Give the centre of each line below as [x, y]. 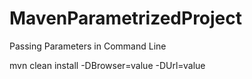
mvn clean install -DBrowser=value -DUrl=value [107, 65]
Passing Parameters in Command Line [88, 46]
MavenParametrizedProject [126, 18]
